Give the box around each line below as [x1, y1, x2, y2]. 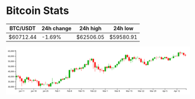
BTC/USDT [9, 25, 36, 32]
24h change [41, 25, 72, 32]
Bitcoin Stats [6, 4, 69, 17]
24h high [79, 25, 102, 32]
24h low [113, 25, 134, 32]
